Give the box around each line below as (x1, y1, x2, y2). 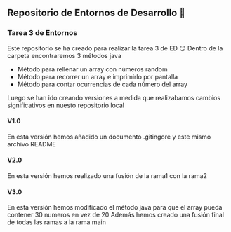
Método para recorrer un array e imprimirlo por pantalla (17, 72, 178, 81)
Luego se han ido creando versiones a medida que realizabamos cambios (7, 93, 221, 102)
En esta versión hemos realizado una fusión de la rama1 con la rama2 (7, 172, 207, 180)
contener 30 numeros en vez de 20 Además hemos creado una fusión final (7, 211, 225, 219)
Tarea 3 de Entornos (7, 28, 78, 38)
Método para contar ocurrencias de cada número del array (17, 80, 188, 88)
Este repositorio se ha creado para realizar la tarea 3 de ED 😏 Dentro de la (7, 43, 223, 53)
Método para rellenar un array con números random (17, 64, 169, 74)
